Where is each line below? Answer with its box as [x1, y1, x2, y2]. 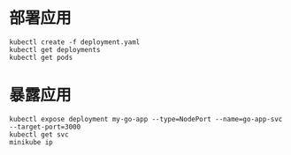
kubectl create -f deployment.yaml [9, 37, 141, 47]
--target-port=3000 [9, 122, 81, 131]
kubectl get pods [9, 53, 73, 62]
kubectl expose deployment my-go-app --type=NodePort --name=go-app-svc [9, 114, 283, 123]
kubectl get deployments [9, 45, 101, 54]
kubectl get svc [9, 129, 69, 139]
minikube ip [9, 137, 53, 146]
